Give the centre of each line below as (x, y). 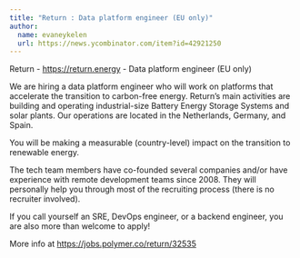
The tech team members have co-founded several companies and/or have (149, 170)
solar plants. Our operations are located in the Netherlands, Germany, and (148, 115)
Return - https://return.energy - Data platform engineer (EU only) (131, 69)
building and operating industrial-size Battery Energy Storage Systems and (149, 106)
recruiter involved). (45, 199)
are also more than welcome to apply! (80, 226)
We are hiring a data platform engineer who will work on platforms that (141, 86)
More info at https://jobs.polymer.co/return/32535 (103, 244)
